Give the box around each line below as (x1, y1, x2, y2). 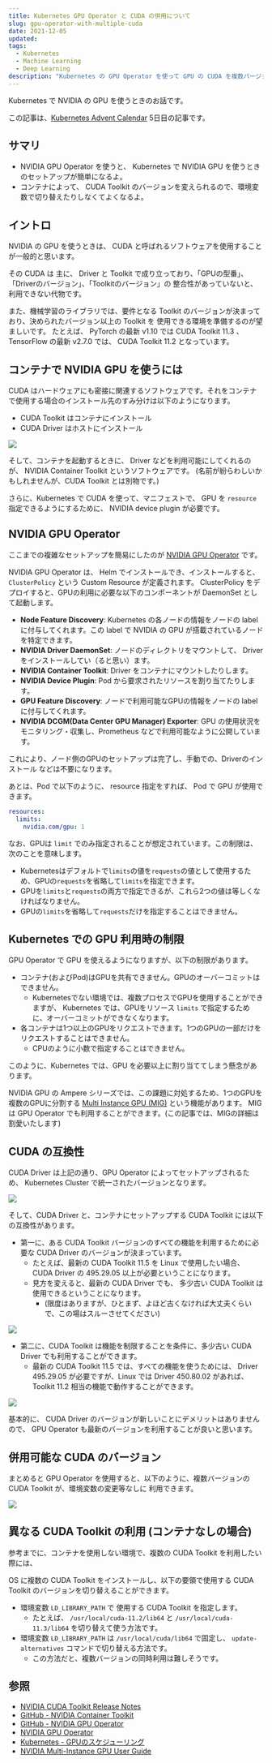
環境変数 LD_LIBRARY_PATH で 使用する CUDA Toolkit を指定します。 (19, 1602, 243, 1612)
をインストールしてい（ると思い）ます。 (19, 655, 155, 665)
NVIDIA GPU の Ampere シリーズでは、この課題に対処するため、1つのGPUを (8, 1088, 263, 1098)
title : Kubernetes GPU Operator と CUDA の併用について (8, 11, 191, 20)
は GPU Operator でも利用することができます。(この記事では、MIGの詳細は (8, 1108, 259, 1118)
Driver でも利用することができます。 (19, 1352, 142, 1361)
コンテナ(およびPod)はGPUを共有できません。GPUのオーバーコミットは (19, 973, 261, 983)
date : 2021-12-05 (8, 27, 67, 35)
